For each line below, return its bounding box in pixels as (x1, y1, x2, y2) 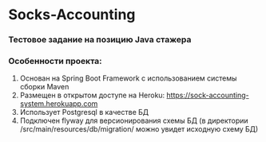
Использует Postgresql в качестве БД (19, 108, 149, 117)
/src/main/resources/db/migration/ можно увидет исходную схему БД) (19, 124, 259, 134)
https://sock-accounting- (166, 90, 249, 101)
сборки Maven (19, 82, 69, 92)
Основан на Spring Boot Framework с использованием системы (19, 73, 237, 83)
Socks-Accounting (8, 6, 136, 24)
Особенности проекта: (8, 56, 102, 67)
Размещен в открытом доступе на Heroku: (19, 90, 165, 101)
